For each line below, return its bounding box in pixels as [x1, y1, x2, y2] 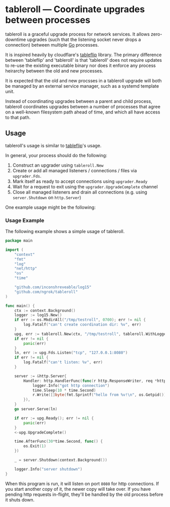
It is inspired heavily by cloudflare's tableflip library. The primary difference [5, 52, 162, 58]
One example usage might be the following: [5, 204, 96, 210]
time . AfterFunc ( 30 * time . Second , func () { [14, 439, 103, 444]
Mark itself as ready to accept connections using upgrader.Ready [12, 178, 148, 184]
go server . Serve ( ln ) [14, 407, 58, 412]
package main [5, 238, 33, 244]
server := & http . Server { [14, 373, 67, 378]
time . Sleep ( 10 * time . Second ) [32, 387, 96, 393]
